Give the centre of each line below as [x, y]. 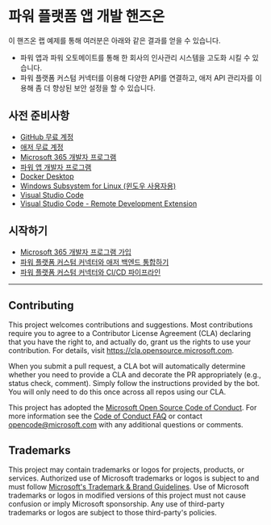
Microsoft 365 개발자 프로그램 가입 [75, 252]
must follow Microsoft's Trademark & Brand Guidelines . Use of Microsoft [129, 487]
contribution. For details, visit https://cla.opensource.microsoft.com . [121, 351]
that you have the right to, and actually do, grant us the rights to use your [130, 342]
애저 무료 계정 [42, 147]
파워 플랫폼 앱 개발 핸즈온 [87, 17]
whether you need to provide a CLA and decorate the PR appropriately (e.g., [135, 375]
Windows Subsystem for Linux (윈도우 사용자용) [98, 186]
